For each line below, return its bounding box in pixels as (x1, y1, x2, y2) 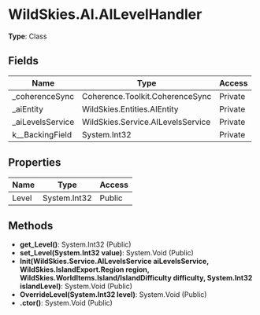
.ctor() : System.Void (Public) (19, 299, 113, 308)
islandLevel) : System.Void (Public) (19, 281, 132, 291)
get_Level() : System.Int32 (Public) (19, 240, 132, 249)
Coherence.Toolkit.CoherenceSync (81, 90, 212, 101)
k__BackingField (12, 129, 72, 140)
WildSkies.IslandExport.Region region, (19, 265, 150, 274)
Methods (8, 218, 54, 233)
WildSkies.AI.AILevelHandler (8, 5, 202, 24)
